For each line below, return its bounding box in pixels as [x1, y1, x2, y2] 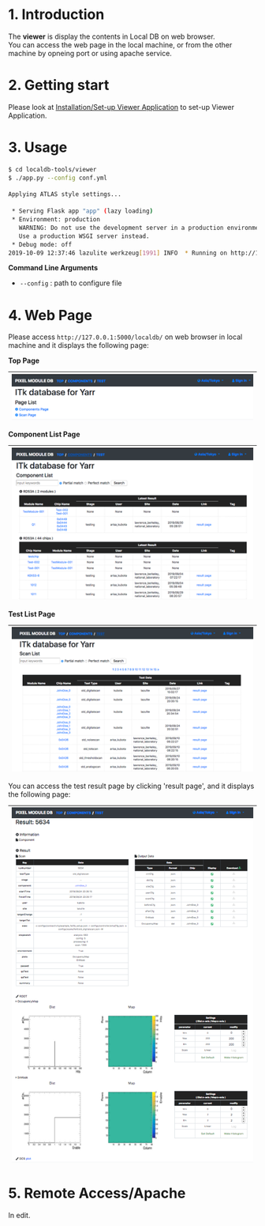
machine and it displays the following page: [8, 341, 149, 350]
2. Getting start [8, 77, 110, 94]
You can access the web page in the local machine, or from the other [8, 40, 233, 49]
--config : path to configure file [19, 278, 122, 288]
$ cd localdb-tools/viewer [8, 165, 97, 173]
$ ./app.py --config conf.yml [8, 174, 108, 182]
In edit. [8, 1211, 31, 1220]
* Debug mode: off [11, 240, 73, 248]
